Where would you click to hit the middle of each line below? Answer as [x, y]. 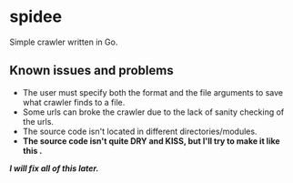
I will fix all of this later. [54, 168]
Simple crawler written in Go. [64, 42]
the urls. [38, 121]
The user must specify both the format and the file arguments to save [153, 92]
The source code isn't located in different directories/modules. [140, 131]
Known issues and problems [92, 71]
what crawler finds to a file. [74, 102]
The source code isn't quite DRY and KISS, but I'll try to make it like [151, 141]
